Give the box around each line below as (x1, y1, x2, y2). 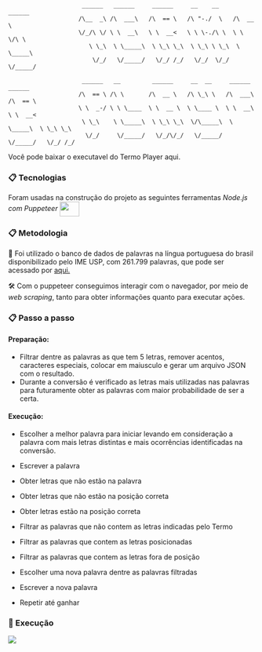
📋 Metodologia (8, 228, 68, 239)
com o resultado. (19, 369, 75, 378)
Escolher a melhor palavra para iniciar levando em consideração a (19, 429, 234, 439)
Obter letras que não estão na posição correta (19, 491, 169, 501)
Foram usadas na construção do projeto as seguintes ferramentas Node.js (8, 193, 249, 202)
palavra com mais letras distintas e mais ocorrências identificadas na (19, 437, 243, 446)
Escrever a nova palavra (19, 582, 98, 592)
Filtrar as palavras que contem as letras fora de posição (19, 552, 200, 562)
